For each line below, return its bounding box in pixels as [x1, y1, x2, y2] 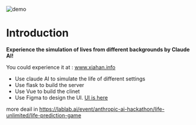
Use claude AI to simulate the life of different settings [14, 75, 146, 82]
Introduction [6, 27, 69, 40]
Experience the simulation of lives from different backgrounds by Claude [6, 46, 190, 53]
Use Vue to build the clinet [14, 88, 80, 95]
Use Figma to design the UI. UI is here [14, 94, 108, 101]
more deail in [6, 105, 38, 113]
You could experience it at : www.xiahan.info [6, 63, 116, 70]
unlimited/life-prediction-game [6, 111, 82, 118]
